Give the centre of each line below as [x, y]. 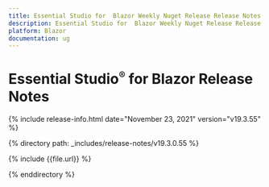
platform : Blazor [37, 31]
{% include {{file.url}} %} [50, 159]
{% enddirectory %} [41, 174]
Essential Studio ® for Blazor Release [131, 79]
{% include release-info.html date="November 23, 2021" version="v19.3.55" [135, 118]
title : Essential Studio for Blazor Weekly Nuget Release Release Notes [135, 16]
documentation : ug [39, 38]
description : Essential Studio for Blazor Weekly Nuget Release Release [135, 23]
